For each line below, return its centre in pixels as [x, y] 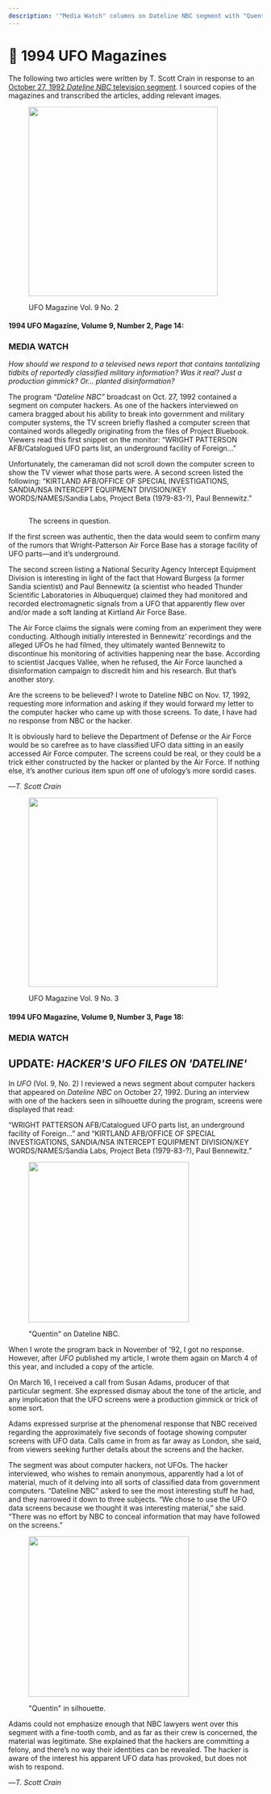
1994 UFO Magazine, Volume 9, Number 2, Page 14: [96, 326]
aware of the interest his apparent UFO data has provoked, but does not [128, 1758]
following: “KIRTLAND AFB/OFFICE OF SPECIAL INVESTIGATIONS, [119, 481]
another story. [31, 680]
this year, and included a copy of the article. [81, 1366]
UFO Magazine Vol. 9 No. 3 [74, 999]
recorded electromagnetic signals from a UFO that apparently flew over [127, 604]
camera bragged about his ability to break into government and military [126, 414]
